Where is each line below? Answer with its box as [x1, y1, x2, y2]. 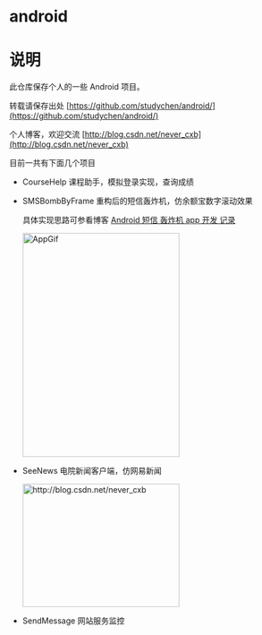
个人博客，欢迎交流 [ [9, 129, 86, 140]
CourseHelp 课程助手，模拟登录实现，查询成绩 [21, 176, 194, 187]
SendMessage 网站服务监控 [21, 615, 125, 626]
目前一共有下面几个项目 [9, 158, 96, 168]
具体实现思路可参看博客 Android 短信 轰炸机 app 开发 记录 [21, 215, 236, 226]
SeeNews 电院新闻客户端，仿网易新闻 [21, 466, 163, 476]
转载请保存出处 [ [9, 100, 70, 111]
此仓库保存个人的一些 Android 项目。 [9, 82, 145, 92]
